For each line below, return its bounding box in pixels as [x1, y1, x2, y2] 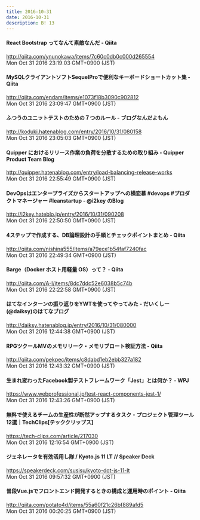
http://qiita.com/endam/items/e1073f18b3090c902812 [6, 93, 139, 100]
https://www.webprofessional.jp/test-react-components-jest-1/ [6, 390, 161, 397]
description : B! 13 [6, 20, 55, 26]
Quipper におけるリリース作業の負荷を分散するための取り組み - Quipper [6, 149, 184, 156]
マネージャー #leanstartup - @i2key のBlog [16, 197, 124, 204]
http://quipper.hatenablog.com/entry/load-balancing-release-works [6, 169, 173, 176]
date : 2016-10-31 [6, 14, 50, 20]
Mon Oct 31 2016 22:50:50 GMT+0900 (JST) [6, 217, 116, 224]
